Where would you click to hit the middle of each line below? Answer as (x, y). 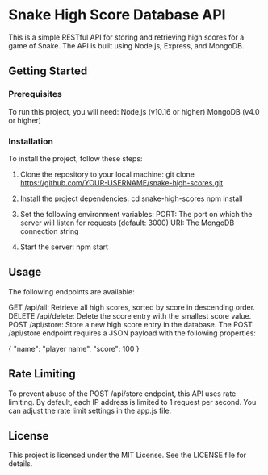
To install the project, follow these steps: (75, 158)
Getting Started (48, 71)
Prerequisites (35, 94)
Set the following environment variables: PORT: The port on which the (136, 214)
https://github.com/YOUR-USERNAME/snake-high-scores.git (121, 182)
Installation (31, 141)
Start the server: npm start (64, 247)
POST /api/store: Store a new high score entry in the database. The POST (130, 324)
